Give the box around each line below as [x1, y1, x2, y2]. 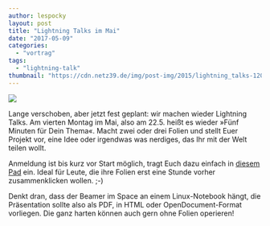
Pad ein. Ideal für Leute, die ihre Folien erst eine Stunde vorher [8, 166, 215, 177]
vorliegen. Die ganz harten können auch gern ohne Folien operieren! [8, 208, 235, 218]
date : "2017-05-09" [8, 34, 74, 43]
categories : [8, 42, 48, 50]
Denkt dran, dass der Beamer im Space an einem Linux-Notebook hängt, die [8, 191, 261, 201]
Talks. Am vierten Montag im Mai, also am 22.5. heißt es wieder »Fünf [8, 117, 239, 127]
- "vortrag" [15, 49, 56, 57]
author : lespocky [8, 11, 67, 20]
